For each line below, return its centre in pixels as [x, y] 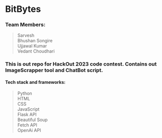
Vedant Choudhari [36, 51]
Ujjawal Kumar [32, 46]
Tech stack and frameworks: [35, 82]
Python [25, 93]
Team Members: [25, 25]
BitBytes [23, 9]
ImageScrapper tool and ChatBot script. [54, 70]
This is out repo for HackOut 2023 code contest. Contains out [81, 64]
